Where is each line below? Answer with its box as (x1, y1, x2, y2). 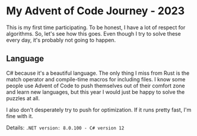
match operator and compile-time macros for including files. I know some (6, 75, 186, 83)
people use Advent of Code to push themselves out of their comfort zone (6, 82, 185, 89)
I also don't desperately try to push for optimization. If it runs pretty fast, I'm (6, 106, 192, 113)
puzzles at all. (6, 94, 40, 102)
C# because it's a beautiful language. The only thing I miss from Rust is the (6, 69, 190, 77)
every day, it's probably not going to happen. (6, 36, 116, 43)
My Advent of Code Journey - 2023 (6, 4, 185, 18)
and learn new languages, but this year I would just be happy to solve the (6, 88, 185, 96)
